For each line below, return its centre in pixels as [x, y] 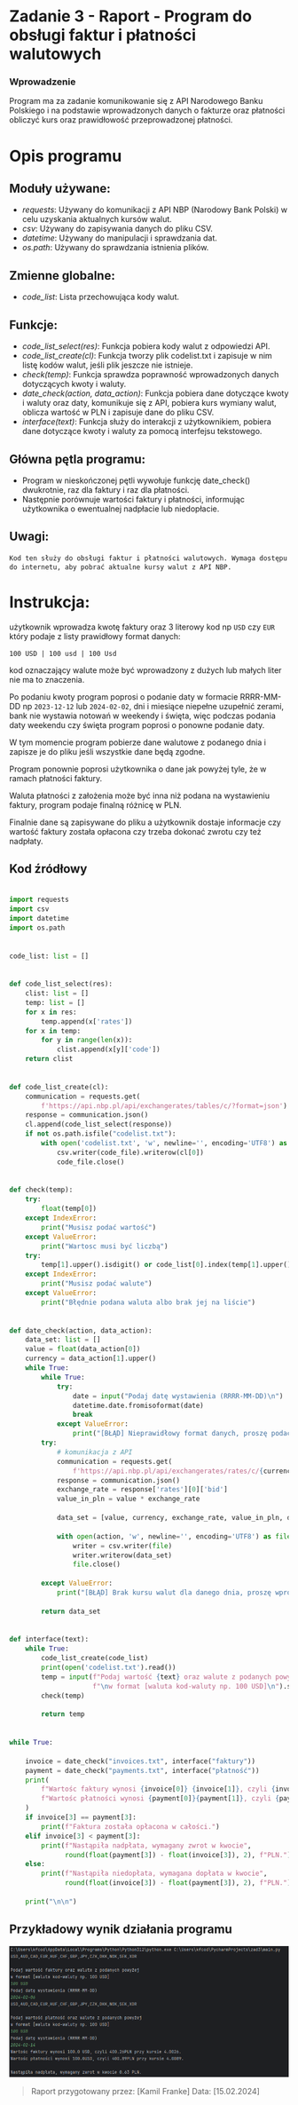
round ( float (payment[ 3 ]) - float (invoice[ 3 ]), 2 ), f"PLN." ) [178, 1855]
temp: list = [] [55, 1002]
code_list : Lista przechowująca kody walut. [101, 297]
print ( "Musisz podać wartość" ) [99, 1227]
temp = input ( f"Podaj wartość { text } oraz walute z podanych [157, 1677]
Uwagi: [29, 537]
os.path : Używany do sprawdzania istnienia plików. [115, 248]
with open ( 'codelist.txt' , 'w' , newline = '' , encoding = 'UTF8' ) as [165, 1144]
